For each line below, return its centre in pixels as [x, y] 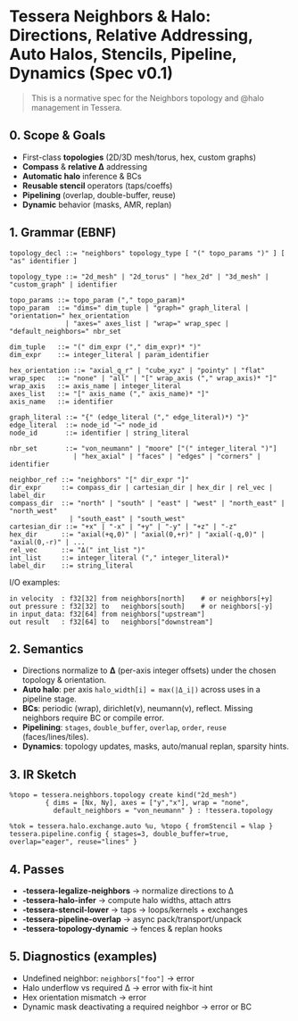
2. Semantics [46, 649]
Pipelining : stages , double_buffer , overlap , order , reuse [124, 727]
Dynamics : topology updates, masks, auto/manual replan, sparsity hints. [156, 746]
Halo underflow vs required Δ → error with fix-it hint [117, 987]
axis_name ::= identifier [62, 402]
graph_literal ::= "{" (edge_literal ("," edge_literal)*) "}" [129, 417]
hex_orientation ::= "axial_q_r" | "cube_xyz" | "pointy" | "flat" [137, 370]
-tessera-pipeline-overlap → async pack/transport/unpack [132, 919]
